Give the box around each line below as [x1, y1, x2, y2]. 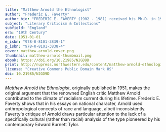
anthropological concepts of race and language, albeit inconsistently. [5, 105, 146, 111]
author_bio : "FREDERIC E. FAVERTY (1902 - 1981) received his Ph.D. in [5, 16, 156, 21]
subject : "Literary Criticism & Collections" [5, 21, 100, 26]
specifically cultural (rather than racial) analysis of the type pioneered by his [5, 116, 161, 122]
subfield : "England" [5, 26, 48, 31]
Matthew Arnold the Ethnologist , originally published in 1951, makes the [5, 85, 150, 91]
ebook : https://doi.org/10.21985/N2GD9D [5, 58, 90, 63]
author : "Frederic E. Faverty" [5, 12, 70, 17]
